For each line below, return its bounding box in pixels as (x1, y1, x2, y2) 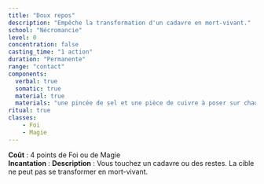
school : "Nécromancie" (8, 26, 82, 34)
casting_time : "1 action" (8, 48, 93, 56)
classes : (8, 114, 37, 122)
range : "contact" (8, 63, 65, 71)
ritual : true (8, 107, 51, 115)
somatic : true (15, 84, 61, 93)
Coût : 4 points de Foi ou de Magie (8, 150, 121, 160)
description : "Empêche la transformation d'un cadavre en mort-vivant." (8, 19, 251, 27)
